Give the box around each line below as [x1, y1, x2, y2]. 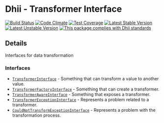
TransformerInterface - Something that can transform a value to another [12, 76, 159, 82]
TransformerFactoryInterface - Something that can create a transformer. [12, 86, 160, 92]
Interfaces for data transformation [5, 52, 74, 58]
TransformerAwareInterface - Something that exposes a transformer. [12, 92, 151, 97]
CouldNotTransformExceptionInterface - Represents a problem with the [12, 107, 156, 113]
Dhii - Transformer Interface [5, 3, 122, 15]
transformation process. [12, 112, 61, 119]
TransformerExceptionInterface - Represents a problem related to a [12, 97, 149, 103]
